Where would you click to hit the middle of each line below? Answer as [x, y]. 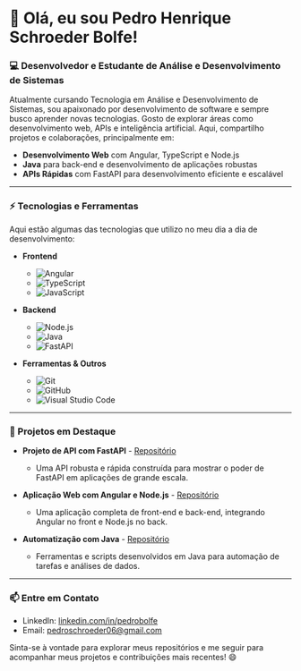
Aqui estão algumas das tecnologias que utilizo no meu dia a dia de [133, 229]
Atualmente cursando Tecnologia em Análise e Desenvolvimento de [134, 100]
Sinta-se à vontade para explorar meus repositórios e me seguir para [137, 648]
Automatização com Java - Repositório [96, 539]
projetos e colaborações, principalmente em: [92, 138]
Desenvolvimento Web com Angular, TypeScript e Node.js [131, 155]
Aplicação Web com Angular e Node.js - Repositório [120, 495]
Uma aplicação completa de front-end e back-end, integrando [150, 513]
